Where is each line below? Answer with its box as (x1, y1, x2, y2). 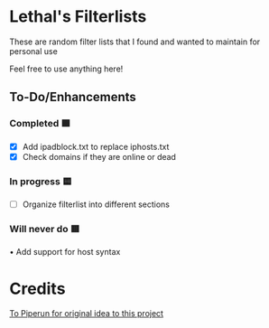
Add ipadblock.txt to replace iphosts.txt (22, 141, 170, 152)
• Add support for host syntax (9, 247, 121, 258)
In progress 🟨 (9, 174, 72, 187)
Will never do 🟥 (9, 223, 80, 236)
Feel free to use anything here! (9, 63, 124, 74)
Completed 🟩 (9, 117, 70, 130)
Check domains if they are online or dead (22, 151, 176, 162)
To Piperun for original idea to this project (9, 308, 164, 319)
